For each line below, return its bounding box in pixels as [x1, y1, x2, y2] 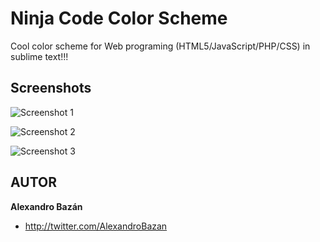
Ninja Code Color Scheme [10, 7, 228, 30]
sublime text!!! [10, 50, 69, 62]
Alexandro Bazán [10, 200, 83, 212]
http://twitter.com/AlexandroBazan [24, 220, 168, 232]
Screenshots [10, 80, 92, 97]
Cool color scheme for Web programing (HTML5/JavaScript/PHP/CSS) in [10, 40, 311, 52]
